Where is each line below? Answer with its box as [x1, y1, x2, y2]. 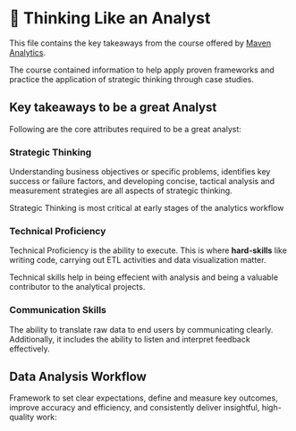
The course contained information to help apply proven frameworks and [9, 64, 275, 75]
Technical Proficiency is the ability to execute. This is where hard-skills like [9, 245, 288, 256]
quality [9, 411, 35, 423]
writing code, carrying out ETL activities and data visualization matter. [9, 255, 266, 266]
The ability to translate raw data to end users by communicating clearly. [9, 324, 274, 334]
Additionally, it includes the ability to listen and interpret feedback [9, 334, 250, 344]
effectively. [9, 343, 51, 354]
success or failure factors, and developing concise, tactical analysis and [9, 176, 275, 187]
